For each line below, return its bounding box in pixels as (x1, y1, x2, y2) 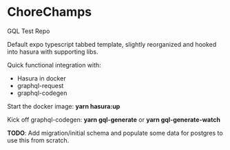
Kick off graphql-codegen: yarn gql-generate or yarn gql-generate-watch (7, 115, 220, 124)
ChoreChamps (7, 4, 92, 20)
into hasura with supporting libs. (7, 47, 98, 56)
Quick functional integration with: (7, 61, 101, 69)
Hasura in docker (17, 74, 67, 83)
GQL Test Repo (7, 27, 50, 35)
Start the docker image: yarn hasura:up (7, 102, 121, 110)
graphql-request (17, 81, 64, 89)
